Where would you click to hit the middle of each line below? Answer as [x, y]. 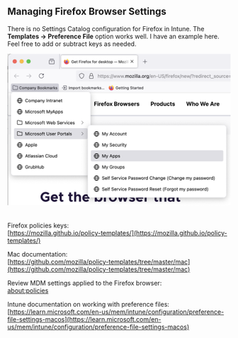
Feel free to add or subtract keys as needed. [72, 44]
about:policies [28, 291]
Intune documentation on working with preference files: [89, 304]
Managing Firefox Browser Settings [87, 12]
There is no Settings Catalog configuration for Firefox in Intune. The [106, 28]
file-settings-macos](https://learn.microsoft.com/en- [84, 319]
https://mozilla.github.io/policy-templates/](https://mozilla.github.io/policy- [119, 232]
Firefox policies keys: [38, 225]
